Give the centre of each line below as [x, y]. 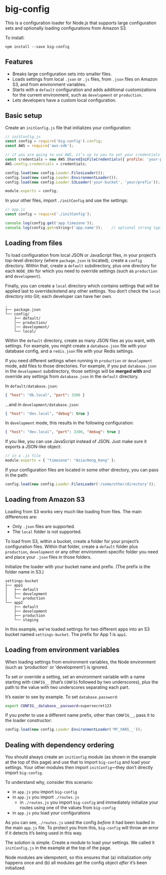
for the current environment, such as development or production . [77, 95]
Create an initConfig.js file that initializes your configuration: [68, 128]
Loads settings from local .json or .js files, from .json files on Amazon [85, 79]
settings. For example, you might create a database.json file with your [76, 345]
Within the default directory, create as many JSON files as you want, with [80, 340]
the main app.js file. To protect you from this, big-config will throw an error [82, 828]
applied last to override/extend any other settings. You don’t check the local [83, 291]
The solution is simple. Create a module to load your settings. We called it [80, 843]
